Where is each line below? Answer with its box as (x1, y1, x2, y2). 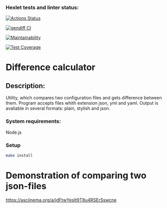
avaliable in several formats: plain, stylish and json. (5, 105, 110, 111)
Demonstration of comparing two (5, 170, 146, 181)
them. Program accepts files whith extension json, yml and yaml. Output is (5, 100, 158, 106)
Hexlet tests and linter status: (5, 4, 79, 11)
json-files (5, 180, 46, 192)
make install (5, 153, 33, 158)
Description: (5, 81, 45, 90)
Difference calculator (5, 62, 95, 73)
